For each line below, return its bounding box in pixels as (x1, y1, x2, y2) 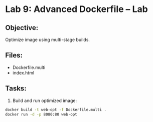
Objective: (5, 23, 39, 32)
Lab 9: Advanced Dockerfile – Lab (5, 3, 148, 15)
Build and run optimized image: (12, 97, 77, 103)
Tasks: (5, 84, 27, 93)
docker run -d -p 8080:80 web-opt (5, 111, 78, 117)
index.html (12, 69, 35, 75)
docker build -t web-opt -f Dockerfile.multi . (5, 107, 107, 112)
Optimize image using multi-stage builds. (5, 36, 90, 42)
